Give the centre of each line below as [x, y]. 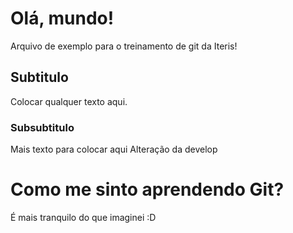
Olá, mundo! [62, 18]
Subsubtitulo [42, 127]
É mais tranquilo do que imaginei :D [83, 217]
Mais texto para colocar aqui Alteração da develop [114, 149]
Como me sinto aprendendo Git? [147, 189]
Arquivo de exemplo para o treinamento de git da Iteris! [124, 46]
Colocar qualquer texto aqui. [69, 101]
